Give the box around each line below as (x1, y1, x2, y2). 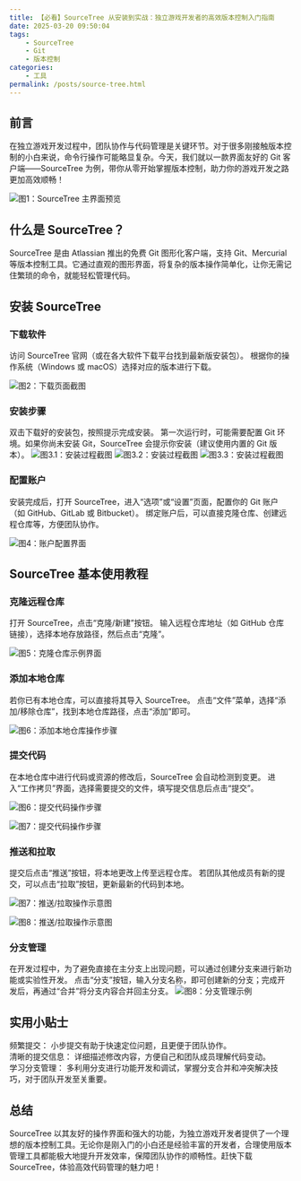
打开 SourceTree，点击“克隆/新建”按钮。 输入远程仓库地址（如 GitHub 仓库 (9, 618, 285, 629)
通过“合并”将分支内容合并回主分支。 (39, 986, 174, 996)
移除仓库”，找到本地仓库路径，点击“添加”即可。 (20, 706, 195, 716)
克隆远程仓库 (9, 595, 65, 608)
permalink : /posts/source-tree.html (9, 80, 146, 89)
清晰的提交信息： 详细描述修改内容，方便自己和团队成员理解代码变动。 (9, 1051, 271, 1063)
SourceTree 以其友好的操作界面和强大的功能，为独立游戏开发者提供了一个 (9, 1128, 282, 1139)
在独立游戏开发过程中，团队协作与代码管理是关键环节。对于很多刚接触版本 (9, 141, 284, 152)
